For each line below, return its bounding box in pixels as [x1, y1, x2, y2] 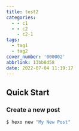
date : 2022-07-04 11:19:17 [6, 65, 74, 71]
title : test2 [6, 8, 39, 15]
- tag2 [11, 48, 28, 54]
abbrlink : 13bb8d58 [6, 59, 55, 65]
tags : [6, 37, 20, 43]
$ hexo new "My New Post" [6, 119, 71, 126]
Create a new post [6, 105, 60, 113]
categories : [6, 14, 36, 21]
